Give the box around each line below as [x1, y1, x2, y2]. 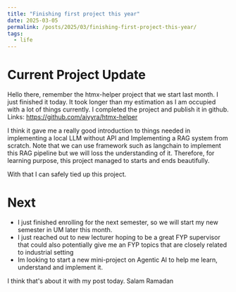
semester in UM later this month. [17, 226, 113, 233]
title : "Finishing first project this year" [7, 10, 140, 18]
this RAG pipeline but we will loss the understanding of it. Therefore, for [7, 149, 215, 157]
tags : [7, 30, 23, 37]
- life [13, 37, 33, 44]
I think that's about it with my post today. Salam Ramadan [7, 276, 174, 285]
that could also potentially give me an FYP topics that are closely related [17, 241, 228, 249]
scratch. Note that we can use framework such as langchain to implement [7, 142, 222, 150]
